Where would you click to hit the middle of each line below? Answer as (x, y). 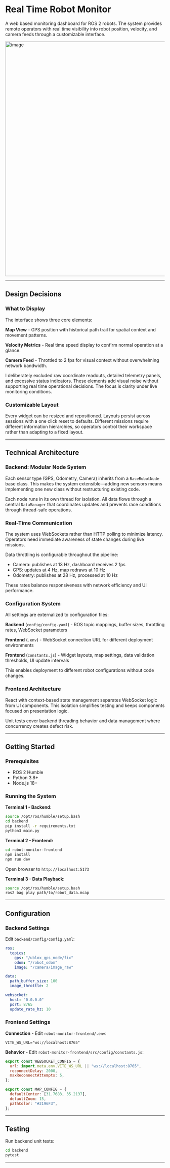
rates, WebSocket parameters (36, 630)
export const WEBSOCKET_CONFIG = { (43, 1061)
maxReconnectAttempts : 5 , (37, 1075)
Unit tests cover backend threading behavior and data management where (83, 721)
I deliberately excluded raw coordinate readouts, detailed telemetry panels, (83, 375)
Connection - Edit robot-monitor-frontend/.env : (56, 1033)
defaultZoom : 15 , (28, 1099)
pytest (12, 1155)
